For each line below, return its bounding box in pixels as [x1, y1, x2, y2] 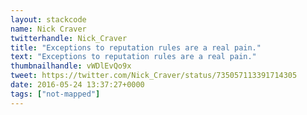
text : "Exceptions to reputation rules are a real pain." [10, 52, 257, 62]
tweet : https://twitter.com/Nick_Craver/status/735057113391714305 [10, 71, 298, 81]
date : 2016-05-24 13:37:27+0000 [10, 80, 145, 90]
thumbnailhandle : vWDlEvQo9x [10, 61, 132, 71]
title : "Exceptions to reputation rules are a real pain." [10, 42, 262, 53]
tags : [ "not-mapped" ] [10, 89, 101, 99]
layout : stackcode [10, 14, 87, 25]
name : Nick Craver [10, 24, 87, 34]
